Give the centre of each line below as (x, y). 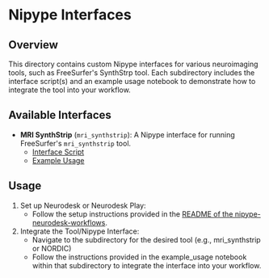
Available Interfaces (60, 115)
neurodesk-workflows (69, 222)
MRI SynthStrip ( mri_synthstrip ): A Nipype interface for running (128, 134)
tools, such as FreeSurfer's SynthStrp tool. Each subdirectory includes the (132, 73)
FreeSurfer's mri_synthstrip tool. (76, 143)
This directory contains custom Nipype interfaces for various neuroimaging (133, 64)
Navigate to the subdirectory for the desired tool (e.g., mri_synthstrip (146, 239)
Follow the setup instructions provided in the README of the (132, 214)
